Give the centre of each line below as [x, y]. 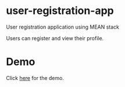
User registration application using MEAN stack [63, 27]
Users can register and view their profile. [55, 38]
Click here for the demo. [35, 78]
